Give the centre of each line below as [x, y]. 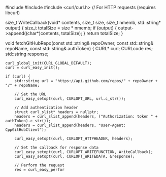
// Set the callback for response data [57, 148]
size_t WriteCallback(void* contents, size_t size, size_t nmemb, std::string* [83, 23]
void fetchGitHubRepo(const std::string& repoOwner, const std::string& [79, 43]
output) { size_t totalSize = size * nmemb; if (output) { [61, 28]
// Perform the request [40, 165]
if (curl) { [18, 77]
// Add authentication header [46, 108]
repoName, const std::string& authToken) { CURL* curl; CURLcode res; [79, 48]
